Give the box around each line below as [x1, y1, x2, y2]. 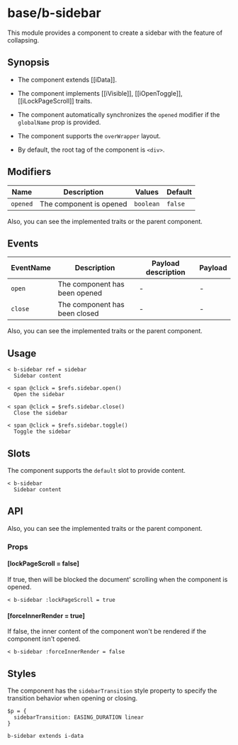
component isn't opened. [7, 634, 81, 643]
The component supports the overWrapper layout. [17, 131, 161, 140]
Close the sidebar [13, 410, 69, 417]
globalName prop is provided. [17, 118, 101, 126]
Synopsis [7, 57, 50, 69]
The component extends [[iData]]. [17, 75, 117, 84]
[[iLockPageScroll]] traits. [17, 96, 93, 105]
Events [7, 237, 39, 250]
